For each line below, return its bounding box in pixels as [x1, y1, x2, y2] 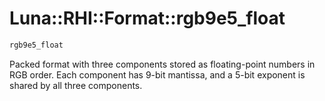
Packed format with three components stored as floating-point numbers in [9, 58, 316, 70]
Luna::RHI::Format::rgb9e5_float [9, 7, 286, 30]
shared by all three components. [9, 79, 143, 91]
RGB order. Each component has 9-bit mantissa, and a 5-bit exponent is [9, 68, 306, 81]
